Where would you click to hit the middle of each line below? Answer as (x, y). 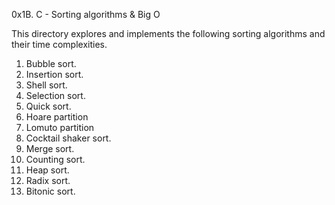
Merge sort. (50, 148)
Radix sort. (48, 180)
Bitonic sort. (50, 191)
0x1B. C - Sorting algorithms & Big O (86, 14)
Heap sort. (47, 170)
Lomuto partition (60, 127)
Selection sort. (55, 95)
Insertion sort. (54, 74)
